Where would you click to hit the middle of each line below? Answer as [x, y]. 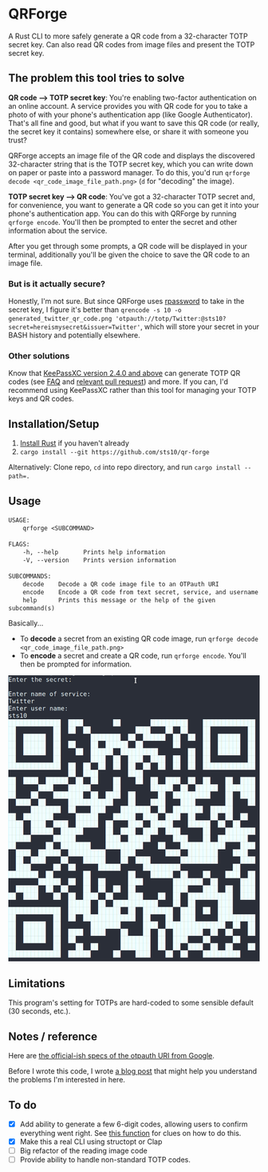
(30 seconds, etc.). [39, 1011]
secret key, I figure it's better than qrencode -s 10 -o [95, 310]
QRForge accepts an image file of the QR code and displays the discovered [132, 155]
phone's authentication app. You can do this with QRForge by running [122, 214]
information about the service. [58, 230]
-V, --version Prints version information [100, 560]
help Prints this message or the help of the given [119, 600]
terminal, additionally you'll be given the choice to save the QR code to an [129, 254]
